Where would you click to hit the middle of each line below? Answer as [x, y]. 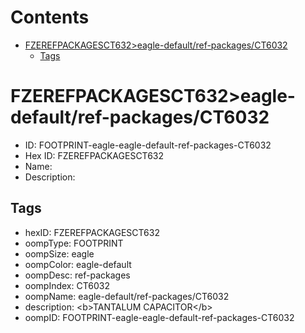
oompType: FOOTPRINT [74, 243]
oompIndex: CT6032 [67, 285]
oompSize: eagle [59, 253]
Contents [50, 17]
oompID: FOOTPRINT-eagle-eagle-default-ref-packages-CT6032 [159, 317]
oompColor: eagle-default [78, 264]
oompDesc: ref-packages [77, 275]
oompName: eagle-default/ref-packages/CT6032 [127, 296]
